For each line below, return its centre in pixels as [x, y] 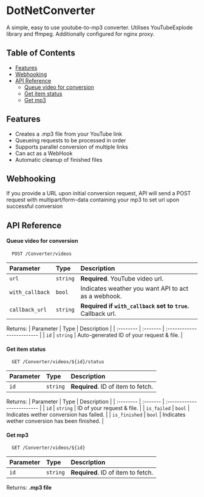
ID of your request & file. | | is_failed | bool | [134, 408]
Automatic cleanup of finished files [59, 159]
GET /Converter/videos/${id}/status [58, 362]
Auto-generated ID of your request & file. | [130, 335]
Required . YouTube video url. [122, 279]
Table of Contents [41, 53]
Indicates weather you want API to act [134, 288]
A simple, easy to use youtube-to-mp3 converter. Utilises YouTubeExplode [100, 27]
